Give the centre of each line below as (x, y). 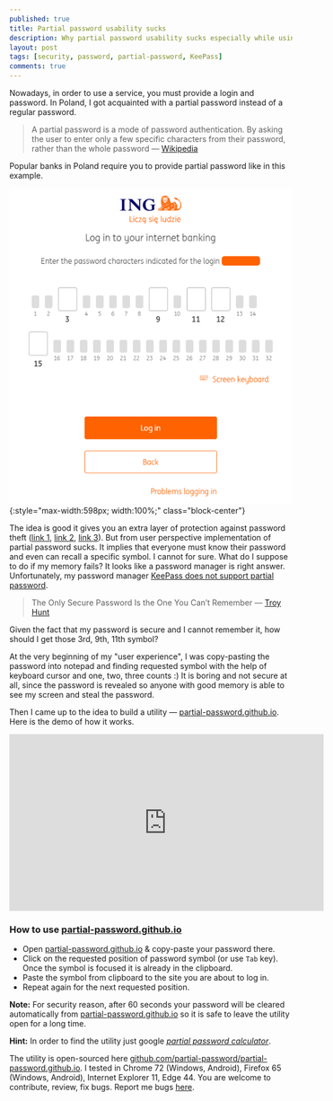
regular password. (43, 112)
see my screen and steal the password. (82, 694)
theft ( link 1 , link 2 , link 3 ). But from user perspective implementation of (140, 537)
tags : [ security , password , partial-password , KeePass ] (116, 57)
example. (26, 176)
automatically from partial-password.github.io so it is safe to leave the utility (149, 1014)
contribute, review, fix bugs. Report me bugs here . (102, 1088)
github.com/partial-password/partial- (198, 1059)
